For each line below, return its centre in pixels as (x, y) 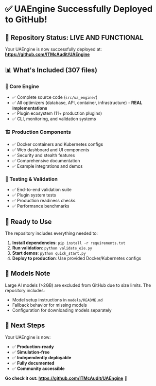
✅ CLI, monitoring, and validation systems (54, 119)
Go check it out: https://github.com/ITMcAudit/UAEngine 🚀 (66, 378)
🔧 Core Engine (22, 87)
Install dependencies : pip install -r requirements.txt (69, 243)
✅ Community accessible (38, 368)
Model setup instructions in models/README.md (57, 299)
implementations (30, 108)
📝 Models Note (28, 273)
